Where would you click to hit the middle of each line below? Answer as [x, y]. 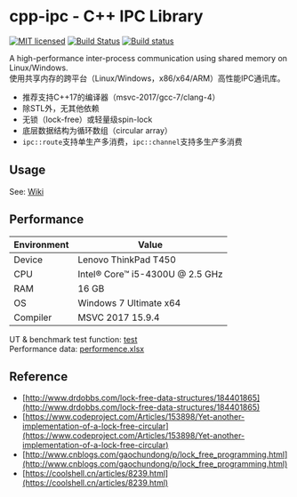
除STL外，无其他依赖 [60, 108]
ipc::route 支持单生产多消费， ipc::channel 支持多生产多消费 [132, 141]
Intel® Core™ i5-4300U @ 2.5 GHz [151, 274]
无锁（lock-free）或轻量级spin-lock [87, 119]
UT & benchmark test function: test [73, 339]
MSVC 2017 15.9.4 [119, 317]
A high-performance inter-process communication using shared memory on [148, 58]
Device [28, 260]
